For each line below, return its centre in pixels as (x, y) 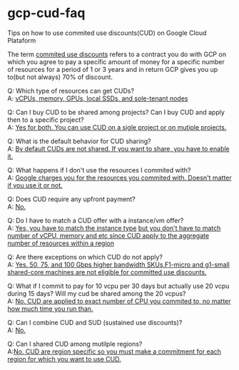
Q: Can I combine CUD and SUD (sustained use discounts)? (95, 322)
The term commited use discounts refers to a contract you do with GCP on (117, 54)
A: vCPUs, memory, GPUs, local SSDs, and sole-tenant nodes (98, 98)
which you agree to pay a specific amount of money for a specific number (116, 61)
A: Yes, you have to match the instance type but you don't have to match (114, 228)
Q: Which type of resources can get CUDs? (71, 91)
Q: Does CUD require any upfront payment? (71, 199)
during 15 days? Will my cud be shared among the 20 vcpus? (97, 293)
